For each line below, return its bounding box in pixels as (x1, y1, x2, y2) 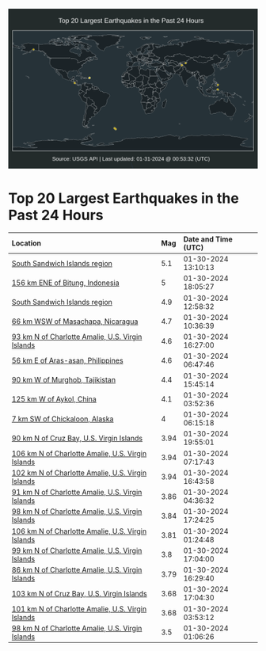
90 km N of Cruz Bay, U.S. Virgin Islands (11, 433, 143, 443)
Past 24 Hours (8, 206, 104, 224)
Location (11, 238, 42, 248)
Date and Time (183, 234, 233, 244)
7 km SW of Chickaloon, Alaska (11, 413, 114, 424)
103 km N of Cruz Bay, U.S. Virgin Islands (11, 588, 148, 598)
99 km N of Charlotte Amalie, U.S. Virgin (11, 546, 142, 555)
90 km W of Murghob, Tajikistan (11, 375, 116, 385)
